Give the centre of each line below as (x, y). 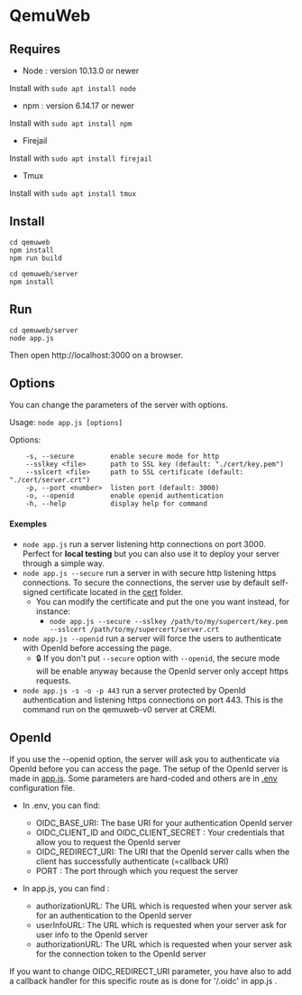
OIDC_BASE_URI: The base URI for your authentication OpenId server (164, 823)
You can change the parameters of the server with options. (119, 405)
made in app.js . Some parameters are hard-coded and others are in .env (143, 778)
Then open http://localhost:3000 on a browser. (96, 355)
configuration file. (42, 788)
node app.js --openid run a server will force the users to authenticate (152, 638)
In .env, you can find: (61, 805)
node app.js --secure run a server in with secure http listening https (149, 572)
